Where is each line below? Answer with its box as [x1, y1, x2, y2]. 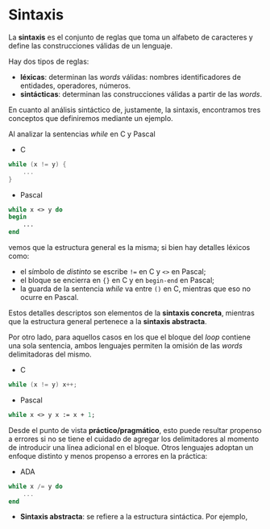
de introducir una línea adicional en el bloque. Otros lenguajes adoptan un [8, 442, 254, 452]
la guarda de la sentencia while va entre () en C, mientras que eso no [19, 284, 251, 294]
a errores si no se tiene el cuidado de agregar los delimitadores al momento [8, 434, 260, 444]
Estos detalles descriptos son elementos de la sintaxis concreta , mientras [8, 308, 255, 318]
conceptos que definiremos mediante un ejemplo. [8, 113, 173, 123]
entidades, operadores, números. [19, 81, 131, 90]
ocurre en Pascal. [19, 293, 79, 302]
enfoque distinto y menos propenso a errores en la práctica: [8, 451, 208, 460]
